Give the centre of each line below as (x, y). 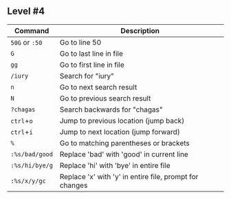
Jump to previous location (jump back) (122, 121)
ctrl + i (22, 132)
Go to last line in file (91, 53)
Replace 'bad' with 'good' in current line (124, 154)
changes (74, 185)
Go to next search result (98, 87)
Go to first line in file (92, 65)
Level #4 (26, 11)
